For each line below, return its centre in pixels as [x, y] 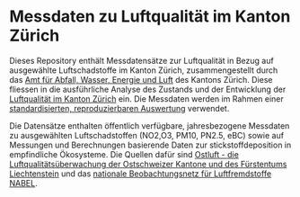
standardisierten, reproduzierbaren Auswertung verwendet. [119, 108]
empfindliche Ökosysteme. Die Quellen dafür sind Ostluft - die [124, 154]
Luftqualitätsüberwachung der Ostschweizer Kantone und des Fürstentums [148, 164]
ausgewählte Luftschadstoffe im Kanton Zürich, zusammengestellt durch [144, 70]
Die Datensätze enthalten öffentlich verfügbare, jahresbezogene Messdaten [150, 125]
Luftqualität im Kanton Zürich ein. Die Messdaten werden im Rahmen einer [147, 98]
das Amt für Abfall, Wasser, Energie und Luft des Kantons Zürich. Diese [141, 79]
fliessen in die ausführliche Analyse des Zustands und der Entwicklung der [148, 89]
